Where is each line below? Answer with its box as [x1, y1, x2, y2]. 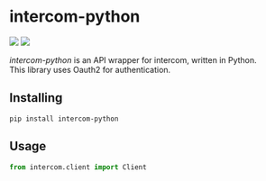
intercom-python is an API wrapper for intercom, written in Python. [9, 54, 257, 65]
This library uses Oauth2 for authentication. [9, 64, 171, 75]
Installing [9, 90, 63, 105]
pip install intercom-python [9, 114, 119, 123]
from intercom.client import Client [9, 162, 147, 172]
